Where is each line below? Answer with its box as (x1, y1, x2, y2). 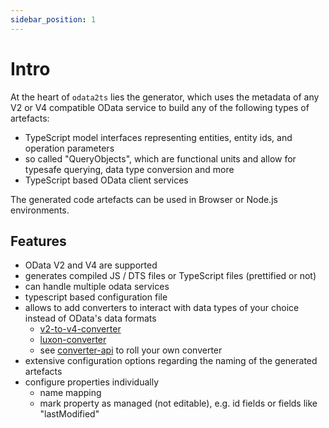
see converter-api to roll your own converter (39, 344, 223, 356)
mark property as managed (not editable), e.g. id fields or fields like (39, 397, 318, 410)
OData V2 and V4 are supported (24, 259, 158, 271)
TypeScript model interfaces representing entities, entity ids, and (24, 131, 293, 143)
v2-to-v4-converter (39, 323, 122, 335)
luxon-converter (39, 334, 107, 346)
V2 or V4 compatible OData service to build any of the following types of (10, 101, 310, 113)
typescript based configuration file (24, 291, 168, 303)
